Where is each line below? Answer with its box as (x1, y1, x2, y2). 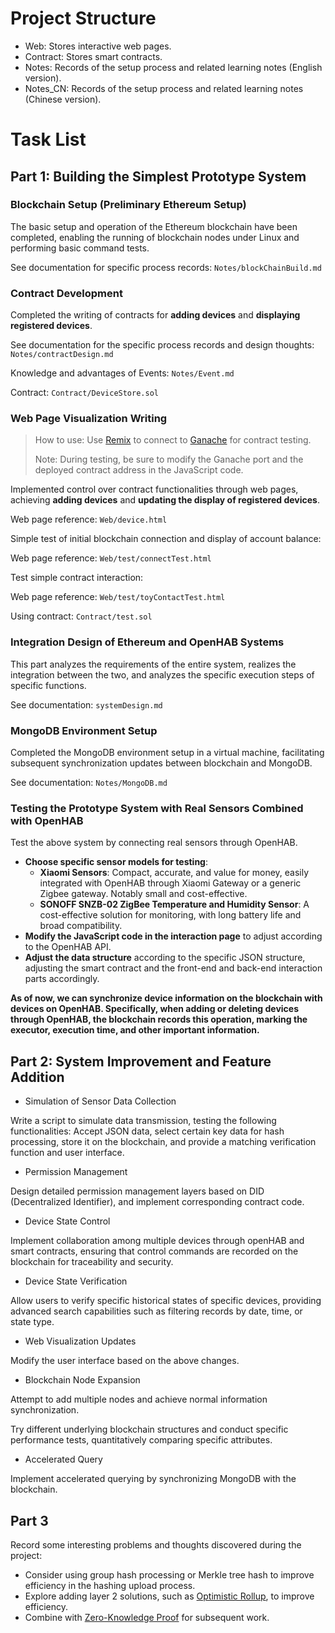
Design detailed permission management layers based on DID (10, 1185, 265, 1197)
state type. (10, 1316, 55, 1328)
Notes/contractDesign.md (10, 350, 114, 360)
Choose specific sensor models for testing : (24, 856, 208, 868)
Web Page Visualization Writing (10, 412, 168, 426)
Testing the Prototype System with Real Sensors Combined (10, 801, 304, 815)
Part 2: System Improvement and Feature (10, 1053, 272, 1070)
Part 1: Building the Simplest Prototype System (10, 168, 307, 185)
